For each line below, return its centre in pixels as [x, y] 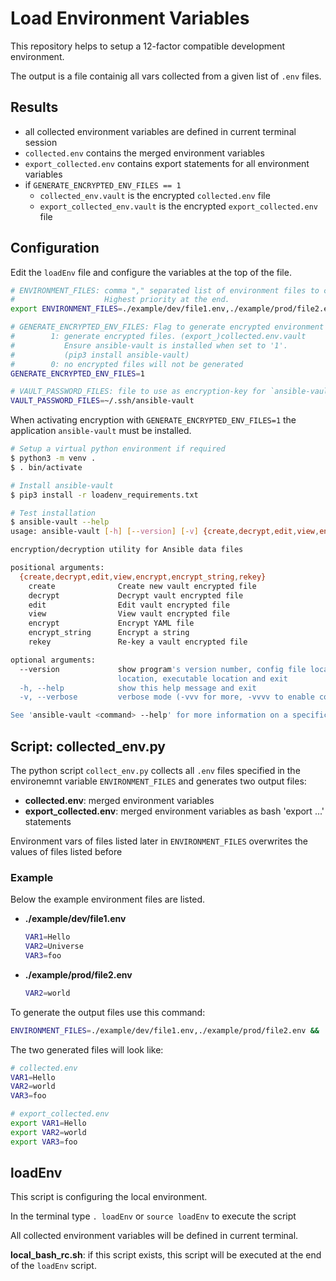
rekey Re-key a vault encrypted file [138, 642]
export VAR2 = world [48, 1132]
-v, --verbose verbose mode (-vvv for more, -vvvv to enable [167, 697]
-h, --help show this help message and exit [138, 688]
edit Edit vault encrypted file [129, 605]
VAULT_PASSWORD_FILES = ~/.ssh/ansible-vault [102, 401]
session [41, 142]
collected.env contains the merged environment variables [144, 153]
